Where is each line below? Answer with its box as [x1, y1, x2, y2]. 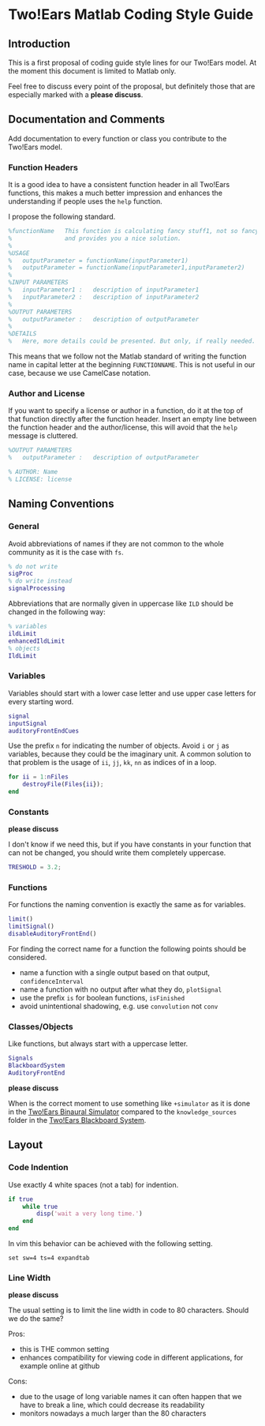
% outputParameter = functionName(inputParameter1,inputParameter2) [8, 264, 245, 272]
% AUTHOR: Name [8, 468, 58, 476]
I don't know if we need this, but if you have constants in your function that [8, 839, 252, 850]
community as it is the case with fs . [8, 547, 124, 557]
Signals [8, 1054, 34, 1063]
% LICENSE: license [8, 475, 73, 483]
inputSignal [8, 719, 47, 727]
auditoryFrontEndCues [8, 726, 80, 735]
